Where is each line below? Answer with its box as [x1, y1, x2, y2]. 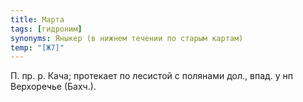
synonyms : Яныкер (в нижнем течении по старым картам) [10, 33, 244, 43]
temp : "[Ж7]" [10, 42, 65, 53]
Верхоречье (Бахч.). [10, 81, 97, 93]
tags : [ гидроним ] [10, 24, 83, 34]
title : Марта [10, 14, 65, 25]
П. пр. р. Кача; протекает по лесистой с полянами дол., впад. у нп [10, 70, 294, 82]
